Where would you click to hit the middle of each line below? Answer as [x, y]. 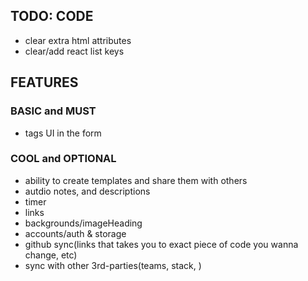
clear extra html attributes [78, 40]
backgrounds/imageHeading [83, 223]
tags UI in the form [63, 133]
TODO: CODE [52, 16]
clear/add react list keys [74, 51]
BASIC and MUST [53, 111]
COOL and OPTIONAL [63, 159]
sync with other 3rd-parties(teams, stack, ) [113, 265]
